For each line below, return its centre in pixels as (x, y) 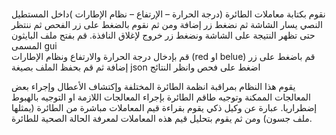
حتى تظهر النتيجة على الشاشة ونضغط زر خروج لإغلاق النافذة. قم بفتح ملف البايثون (163, 35)
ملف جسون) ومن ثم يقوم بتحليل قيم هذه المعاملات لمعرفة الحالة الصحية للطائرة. (162, 119)
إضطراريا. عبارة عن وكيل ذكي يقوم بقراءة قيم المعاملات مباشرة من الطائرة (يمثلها (164, 108)
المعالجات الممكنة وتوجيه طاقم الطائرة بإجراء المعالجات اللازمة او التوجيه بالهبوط (161, 97)
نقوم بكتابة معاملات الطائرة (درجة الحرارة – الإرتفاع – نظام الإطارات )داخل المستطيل (168, 14)
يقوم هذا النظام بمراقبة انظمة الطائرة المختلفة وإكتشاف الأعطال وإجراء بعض (153, 87)
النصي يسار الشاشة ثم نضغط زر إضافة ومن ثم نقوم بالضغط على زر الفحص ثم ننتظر (167, 25)
